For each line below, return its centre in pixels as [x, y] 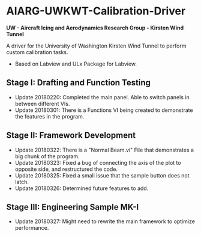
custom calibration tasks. [37, 52]
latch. [22, 182]
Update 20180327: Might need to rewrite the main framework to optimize [105, 221]
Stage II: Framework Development [71, 136]
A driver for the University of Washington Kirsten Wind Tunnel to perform [96, 46]
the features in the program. [49, 116]
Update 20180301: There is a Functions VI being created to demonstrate [104, 110]
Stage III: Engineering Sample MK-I [73, 207]
